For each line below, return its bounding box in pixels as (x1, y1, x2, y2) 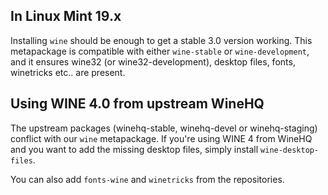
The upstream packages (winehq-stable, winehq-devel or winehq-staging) (10, 122, 318, 134)
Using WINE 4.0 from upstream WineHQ (10, 95, 265, 113)
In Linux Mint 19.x (10, 8, 122, 25)
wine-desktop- (260, 145, 320, 155)
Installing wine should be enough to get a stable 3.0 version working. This (10, 34, 313, 46)
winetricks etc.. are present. (10, 66, 126, 78)
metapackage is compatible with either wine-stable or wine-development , (10, 45, 310, 57)
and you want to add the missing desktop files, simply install (10, 143, 259, 155)
